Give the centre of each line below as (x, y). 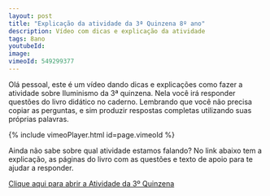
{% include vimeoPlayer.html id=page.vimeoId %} (91, 134)
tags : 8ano (27, 39)
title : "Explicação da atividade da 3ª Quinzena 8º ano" (107, 24)
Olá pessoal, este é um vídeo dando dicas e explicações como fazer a (126, 84)
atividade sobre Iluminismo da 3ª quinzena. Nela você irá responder (122, 93)
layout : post (30, 16)
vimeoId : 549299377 (41, 62)
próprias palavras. (39, 119)
